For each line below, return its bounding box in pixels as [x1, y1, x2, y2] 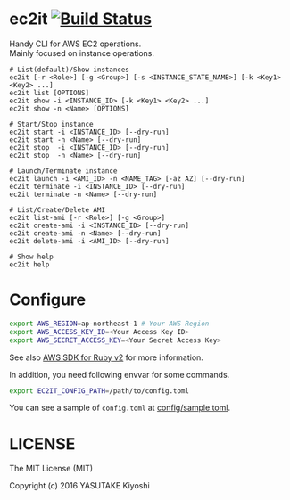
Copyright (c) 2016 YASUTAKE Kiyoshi [9, 480, 150, 491]
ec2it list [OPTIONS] [9, 88, 90, 97]
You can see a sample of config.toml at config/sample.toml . [9, 402, 230, 414]
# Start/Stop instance [9, 119, 94, 128]
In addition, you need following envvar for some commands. [9, 369, 230, 380]
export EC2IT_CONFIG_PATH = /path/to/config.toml [9, 386, 190, 396]
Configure [9, 290, 87, 310]
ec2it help [9, 259, 50, 269]
